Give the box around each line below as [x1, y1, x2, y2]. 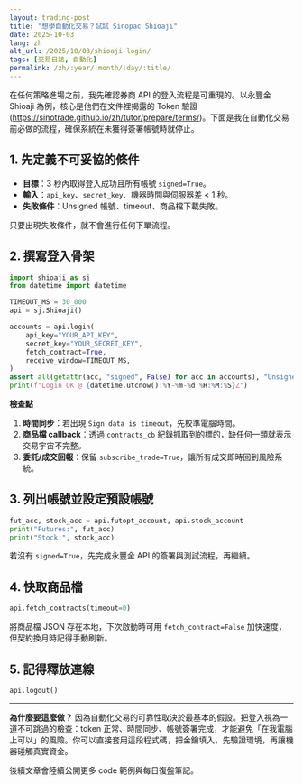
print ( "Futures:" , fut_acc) [9, 524, 115, 533]
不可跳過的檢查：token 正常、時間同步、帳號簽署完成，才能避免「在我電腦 [16, 723, 293, 733]
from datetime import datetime [9, 281, 127, 291]
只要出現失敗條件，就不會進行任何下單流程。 [9, 219, 176, 230]
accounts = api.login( [9, 322, 95, 331]
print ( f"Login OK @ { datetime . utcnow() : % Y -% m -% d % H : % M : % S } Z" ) [9, 381, 248, 391]
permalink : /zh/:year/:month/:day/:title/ [9, 64, 171, 73]
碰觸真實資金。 [16, 745, 73, 756]
